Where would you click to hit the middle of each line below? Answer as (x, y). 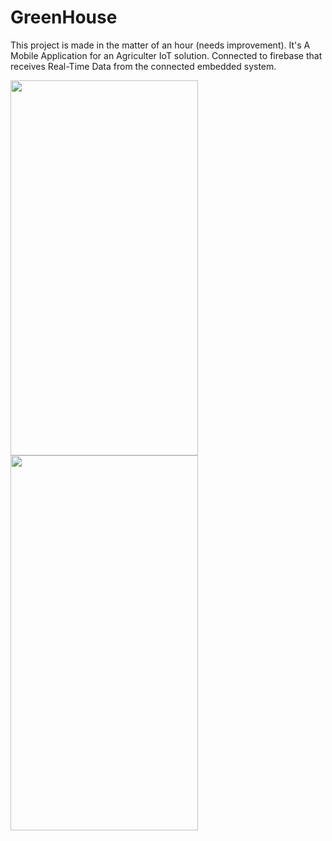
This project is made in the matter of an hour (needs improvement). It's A (160, 45)
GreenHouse (64, 17)
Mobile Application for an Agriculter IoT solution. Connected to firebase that (166, 55)
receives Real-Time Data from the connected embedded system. (143, 66)
